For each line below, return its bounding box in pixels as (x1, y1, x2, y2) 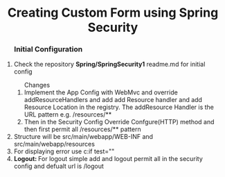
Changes (24, 81, 51, 90)
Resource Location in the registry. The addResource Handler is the (24, 103, 215, 112)
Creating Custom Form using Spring (7, 5, 219, 21)
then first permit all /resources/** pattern (24, 125, 141, 133)
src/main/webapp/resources (13, 140, 96, 149)
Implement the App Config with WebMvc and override (24, 88, 178, 96)
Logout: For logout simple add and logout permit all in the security (13, 155, 203, 163)
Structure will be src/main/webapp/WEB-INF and (13, 133, 154, 141)
